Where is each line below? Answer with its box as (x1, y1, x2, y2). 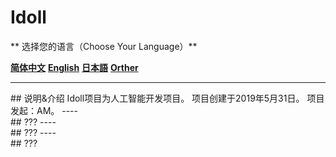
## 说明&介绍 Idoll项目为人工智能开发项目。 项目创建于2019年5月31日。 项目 (10, 92, 325, 104)
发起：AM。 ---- (10, 104, 79, 116)
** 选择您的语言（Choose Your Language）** (10, 40, 198, 52)
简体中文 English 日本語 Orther (10, 61, 139, 73)
